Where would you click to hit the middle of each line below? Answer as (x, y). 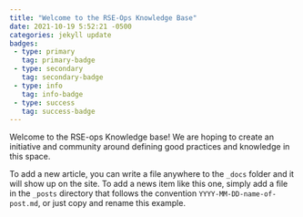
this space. (30, 157)
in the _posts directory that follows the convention (103, 193)
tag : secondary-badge (62, 77)
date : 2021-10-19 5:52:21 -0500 (71, 26)
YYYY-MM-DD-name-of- (237, 194)
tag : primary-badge (58, 60)
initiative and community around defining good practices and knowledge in (150, 147)
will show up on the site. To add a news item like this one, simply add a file (149, 184)
